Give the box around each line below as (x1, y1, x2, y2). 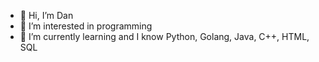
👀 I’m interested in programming (19, 20, 153, 32)
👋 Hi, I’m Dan (19, 10, 74, 21)
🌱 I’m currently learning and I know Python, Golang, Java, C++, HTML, (19, 31, 310, 42)
